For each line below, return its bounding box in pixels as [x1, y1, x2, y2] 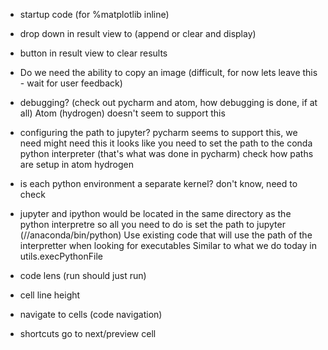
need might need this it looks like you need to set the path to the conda [19, 137, 313, 149]
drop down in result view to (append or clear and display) [19, 28, 257, 39]
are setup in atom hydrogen [19, 159, 134, 170]
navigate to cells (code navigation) [19, 309, 163, 320]
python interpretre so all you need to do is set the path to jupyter [19, 219, 286, 230]
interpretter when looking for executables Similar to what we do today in [19, 240, 317, 251]
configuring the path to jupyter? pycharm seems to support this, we [19, 127, 298, 138]
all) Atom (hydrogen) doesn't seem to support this [19, 107, 226, 119]
